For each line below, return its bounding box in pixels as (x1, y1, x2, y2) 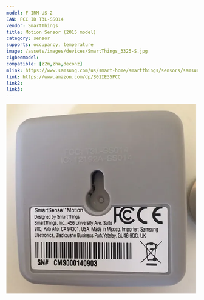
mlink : (6, 67, 23, 73)
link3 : (6, 87, 23, 93)
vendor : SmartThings (6, 22, 59, 28)
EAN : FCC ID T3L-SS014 (6, 16, 64, 22)
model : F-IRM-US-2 (6, 10, 53, 16)
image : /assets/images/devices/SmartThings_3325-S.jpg (6, 48, 148, 55)
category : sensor (6, 35, 50, 42)
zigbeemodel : (6, 55, 39, 61)
